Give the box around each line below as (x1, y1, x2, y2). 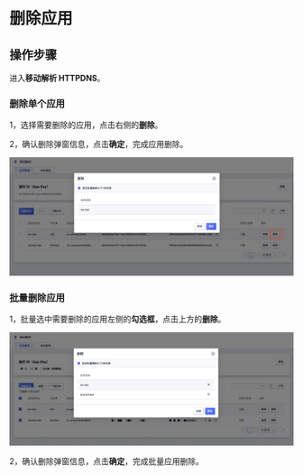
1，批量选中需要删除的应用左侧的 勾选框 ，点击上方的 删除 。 (9, 313, 226, 325)
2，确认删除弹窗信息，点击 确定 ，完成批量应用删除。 (9, 456, 205, 467)
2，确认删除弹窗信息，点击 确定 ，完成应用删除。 (9, 139, 188, 150)
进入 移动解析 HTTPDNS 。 (9, 73, 106, 83)
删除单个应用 (9, 97, 66, 109)
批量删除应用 (9, 291, 66, 303)
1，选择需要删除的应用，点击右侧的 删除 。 (9, 119, 163, 131)
